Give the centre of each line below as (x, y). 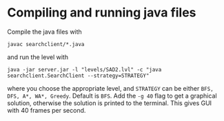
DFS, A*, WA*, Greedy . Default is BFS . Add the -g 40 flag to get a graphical (112, 96)
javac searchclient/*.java (46, 44)
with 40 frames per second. (47, 110)
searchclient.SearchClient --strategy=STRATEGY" (78, 76)
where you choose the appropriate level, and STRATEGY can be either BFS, (110, 88)
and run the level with (38, 57)
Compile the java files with (45, 32)
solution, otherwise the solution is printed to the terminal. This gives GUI (110, 103)
